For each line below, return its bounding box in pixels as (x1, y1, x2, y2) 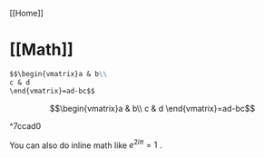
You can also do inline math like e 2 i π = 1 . (9, 138, 162, 151)
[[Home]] (9, 8, 44, 18)
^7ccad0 (9, 120, 42, 131)
